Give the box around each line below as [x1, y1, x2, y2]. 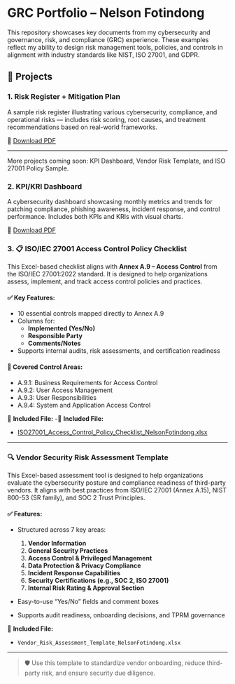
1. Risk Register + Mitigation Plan [7, 92, 121, 102]
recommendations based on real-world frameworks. [7, 123, 157, 131]
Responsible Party [27, 332, 83, 340]
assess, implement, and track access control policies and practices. [7, 277, 203, 286]
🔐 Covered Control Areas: [7, 363, 83, 371]
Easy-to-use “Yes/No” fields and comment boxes [17, 598, 159, 606]
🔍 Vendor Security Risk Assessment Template [7, 452, 169, 462]
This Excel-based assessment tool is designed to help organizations [7, 471, 204, 479]
